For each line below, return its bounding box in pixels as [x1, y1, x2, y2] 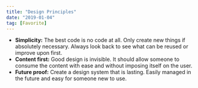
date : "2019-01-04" [6, 14, 55, 20]
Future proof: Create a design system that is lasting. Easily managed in [14, 69, 191, 76]
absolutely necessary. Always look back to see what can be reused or [14, 43, 188, 50]
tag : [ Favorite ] [6, 20, 47, 26]
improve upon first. [14, 49, 63, 57]
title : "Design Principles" [6, 8, 77, 15]
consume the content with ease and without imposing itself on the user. [14, 62, 193, 69]
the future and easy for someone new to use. [14, 75, 127, 82]
